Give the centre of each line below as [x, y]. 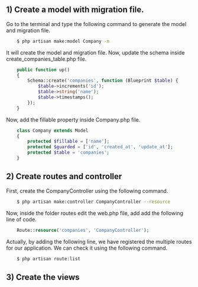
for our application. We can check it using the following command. [87, 248]
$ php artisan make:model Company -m [63, 41]
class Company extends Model [53, 130]
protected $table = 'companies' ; [69, 153]
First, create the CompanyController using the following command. [87, 191]
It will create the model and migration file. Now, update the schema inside [95, 52]
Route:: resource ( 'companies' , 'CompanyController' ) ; [83, 230]
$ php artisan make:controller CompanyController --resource [93, 202]
